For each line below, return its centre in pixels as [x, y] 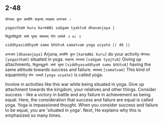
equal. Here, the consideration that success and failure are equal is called [79, 100]
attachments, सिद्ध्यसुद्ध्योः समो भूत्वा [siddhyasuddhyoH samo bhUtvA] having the [78, 64]
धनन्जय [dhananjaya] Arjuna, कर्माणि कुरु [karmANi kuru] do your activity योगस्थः [78, 54]
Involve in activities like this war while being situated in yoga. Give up [75, 84]
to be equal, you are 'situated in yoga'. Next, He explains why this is [73, 110]
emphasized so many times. [33, 115]
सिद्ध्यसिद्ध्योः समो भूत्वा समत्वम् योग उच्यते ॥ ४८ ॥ [43, 36]
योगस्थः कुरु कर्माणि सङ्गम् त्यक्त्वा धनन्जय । [38, 19]
